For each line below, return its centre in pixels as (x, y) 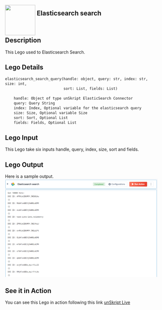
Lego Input (22, 138)
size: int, (16, 84)
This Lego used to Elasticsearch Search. (45, 52)
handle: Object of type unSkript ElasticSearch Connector (73, 99)
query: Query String (34, 103)
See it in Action (28, 291)
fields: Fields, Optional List (45, 123)
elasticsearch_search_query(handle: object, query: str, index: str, (77, 79)
